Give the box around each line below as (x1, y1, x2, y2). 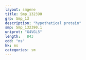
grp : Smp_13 (5, 16, 29, 21)
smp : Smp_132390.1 (5, 25, 42, 30)
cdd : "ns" (5, 39, 25, 44)
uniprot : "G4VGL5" (5, 30, 42, 34)
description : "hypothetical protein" (5, 20, 82, 26)
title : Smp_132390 (5, 12, 42, 16)
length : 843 (5, 34, 34, 39)
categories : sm (5, 47, 36, 52)
